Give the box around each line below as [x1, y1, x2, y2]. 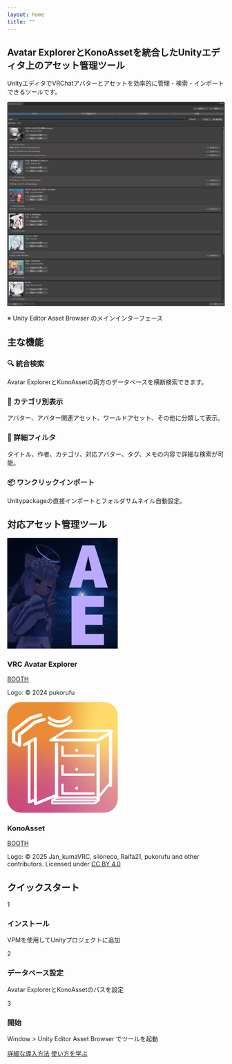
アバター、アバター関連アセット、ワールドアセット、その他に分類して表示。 [7, 414, 224, 422]
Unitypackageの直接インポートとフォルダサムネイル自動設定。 [7, 496, 186, 504]
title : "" [7, 18, 36, 26]
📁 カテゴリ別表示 [7, 397, 64, 406]
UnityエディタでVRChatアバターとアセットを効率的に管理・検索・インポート [7, 79, 224, 88]
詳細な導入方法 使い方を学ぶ [7, 1049, 88, 1057]
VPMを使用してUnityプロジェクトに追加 [7, 936, 121, 944]
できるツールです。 [7, 88, 61, 96]
